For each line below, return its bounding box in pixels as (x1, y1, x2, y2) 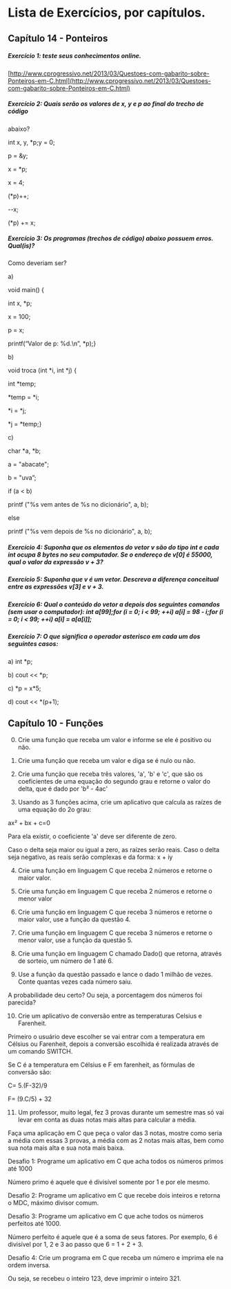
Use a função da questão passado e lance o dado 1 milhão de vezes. (17, 971, 213, 979)
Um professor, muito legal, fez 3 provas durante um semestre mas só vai (17, 1108, 225, 1117)
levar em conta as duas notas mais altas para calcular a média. (17, 1116, 197, 1124)
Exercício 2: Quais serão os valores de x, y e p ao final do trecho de (8, 100, 204, 108)
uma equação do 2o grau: (17, 805, 92, 814)
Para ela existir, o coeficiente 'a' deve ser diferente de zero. (8, 832, 177, 840)
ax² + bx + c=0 (8, 819, 50, 827)
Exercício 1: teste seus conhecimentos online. (8, 52, 142, 60)
